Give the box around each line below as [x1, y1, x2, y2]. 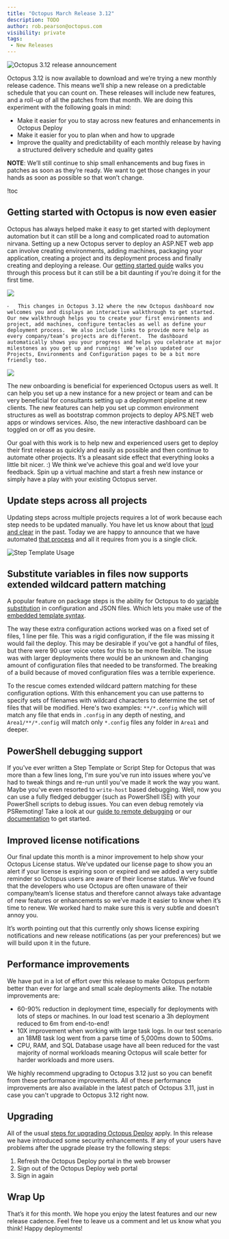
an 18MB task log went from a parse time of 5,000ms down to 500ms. [16, 1033, 214, 1042]
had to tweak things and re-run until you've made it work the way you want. [7, 778, 220, 786]
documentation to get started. [7, 815, 91, 823]
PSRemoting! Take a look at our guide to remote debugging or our [7, 807, 193, 816]
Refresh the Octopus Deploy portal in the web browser [16, 1157, 171, 1165]
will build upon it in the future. [7, 939, 91, 947]
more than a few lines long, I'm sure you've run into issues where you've [7, 771, 211, 779]
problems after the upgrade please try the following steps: [7, 1143, 171, 1152]
